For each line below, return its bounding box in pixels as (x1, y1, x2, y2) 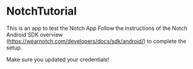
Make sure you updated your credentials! (6, 56, 110, 63)
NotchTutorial (6, 4, 77, 18)
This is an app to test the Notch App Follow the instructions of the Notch (6, 24, 188, 32)
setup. (6, 44, 23, 51)
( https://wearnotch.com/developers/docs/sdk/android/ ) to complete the (6, 37, 187, 45)
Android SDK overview (6, 31, 63, 38)
